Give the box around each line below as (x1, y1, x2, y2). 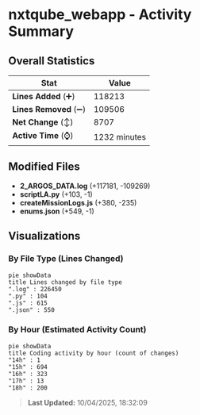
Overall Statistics (8, 54, 95, 67)
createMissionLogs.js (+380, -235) (19, 198, 137, 207)
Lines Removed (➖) (12, 104, 86, 114)
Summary (8, 22, 74, 40)
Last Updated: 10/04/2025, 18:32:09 (27, 398, 148, 407)
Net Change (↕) (12, 117, 74, 128)
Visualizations (8, 229, 81, 243)
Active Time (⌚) (12, 130, 74, 140)
